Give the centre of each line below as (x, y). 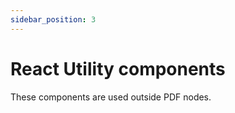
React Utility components (118, 68)
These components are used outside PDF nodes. (111, 97)
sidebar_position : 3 (53, 19)
